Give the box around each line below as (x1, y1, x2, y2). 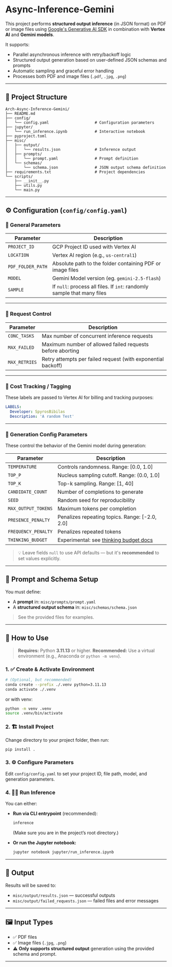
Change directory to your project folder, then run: (5, 737, 109, 743)
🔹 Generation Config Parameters (5, 431, 88, 438)
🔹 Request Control (5, 311, 52, 318)
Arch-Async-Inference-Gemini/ (5, 106, 70, 111)
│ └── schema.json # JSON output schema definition (5, 165, 166, 170)
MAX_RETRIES (8, 359, 37, 365)
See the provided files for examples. (17, 614, 95, 620)
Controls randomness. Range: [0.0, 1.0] (57, 463, 153, 470)
